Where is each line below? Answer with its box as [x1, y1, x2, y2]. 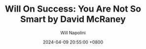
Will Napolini [60, 30, 86, 35]
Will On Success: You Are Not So [4, 3, 142, 15]
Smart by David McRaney [20, 14, 126, 25]
